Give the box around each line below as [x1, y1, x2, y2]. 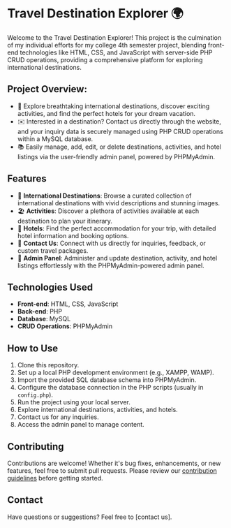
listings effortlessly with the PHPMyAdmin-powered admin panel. [17, 261, 204, 270]
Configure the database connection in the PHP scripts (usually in [17, 383, 204, 392]
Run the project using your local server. [17, 398, 131, 406]
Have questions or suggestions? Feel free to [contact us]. [7, 513, 172, 521]
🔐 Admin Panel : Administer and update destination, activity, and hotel [17, 254, 218, 262]
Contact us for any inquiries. [17, 413, 99, 421]
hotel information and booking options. [17, 231, 129, 240]
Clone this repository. [17, 361, 80, 369]
